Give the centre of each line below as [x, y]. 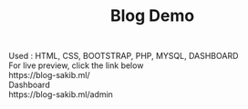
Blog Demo [152, 16]
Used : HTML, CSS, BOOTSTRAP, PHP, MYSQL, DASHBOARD [124, 56]
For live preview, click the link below [76, 65]
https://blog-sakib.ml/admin [61, 94]
